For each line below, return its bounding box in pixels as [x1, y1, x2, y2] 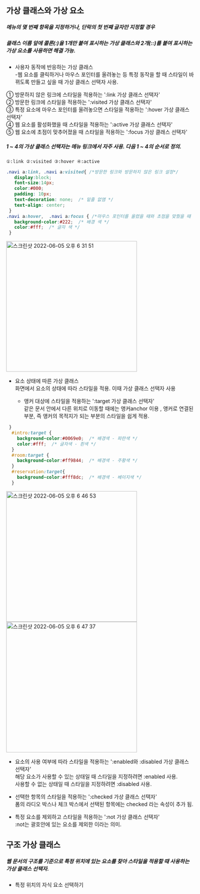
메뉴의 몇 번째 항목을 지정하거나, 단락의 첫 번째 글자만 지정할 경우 [6, 23, 155, 30]
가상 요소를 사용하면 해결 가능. [6, 47, 76, 54]
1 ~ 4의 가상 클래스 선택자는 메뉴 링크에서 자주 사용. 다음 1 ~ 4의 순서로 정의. [6, 143, 182, 150]
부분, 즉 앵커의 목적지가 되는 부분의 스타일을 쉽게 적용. [23, 413, 150, 420]
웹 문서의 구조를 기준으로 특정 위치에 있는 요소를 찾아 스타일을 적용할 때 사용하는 [6, 858, 190, 865]
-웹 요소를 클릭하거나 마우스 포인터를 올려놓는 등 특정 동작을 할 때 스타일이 [14, 70, 188, 78]
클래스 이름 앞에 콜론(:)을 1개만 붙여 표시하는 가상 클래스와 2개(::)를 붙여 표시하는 [6, 39, 193, 47]
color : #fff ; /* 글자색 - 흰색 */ [17, 441, 97, 447]
